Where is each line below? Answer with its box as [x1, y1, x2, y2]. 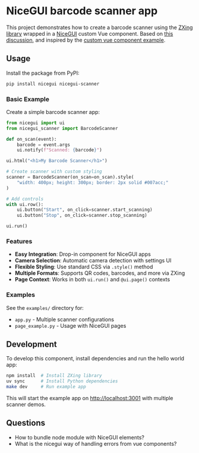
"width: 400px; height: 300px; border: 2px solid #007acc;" [17, 179, 169, 185]
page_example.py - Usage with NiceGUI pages [14, 322, 127, 329]
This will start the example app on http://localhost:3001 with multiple [6, 395, 173, 402]
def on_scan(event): [6, 136, 58, 142]
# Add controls [6, 196, 44, 202]
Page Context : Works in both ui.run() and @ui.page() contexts [14, 276, 170, 283]
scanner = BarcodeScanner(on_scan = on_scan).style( [6, 174, 134, 180]
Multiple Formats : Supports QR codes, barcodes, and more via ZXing [14, 270, 185, 277]
